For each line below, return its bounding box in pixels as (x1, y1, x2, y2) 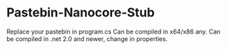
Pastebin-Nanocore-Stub (6, 5, 155, 21)
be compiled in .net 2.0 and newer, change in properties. (6, 34, 167, 42)
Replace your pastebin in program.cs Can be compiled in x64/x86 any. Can (6, 27, 221, 36)
